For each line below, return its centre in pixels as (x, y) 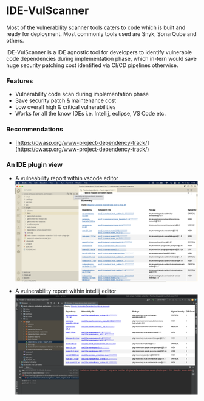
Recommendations (35, 130)
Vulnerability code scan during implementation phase (82, 94)
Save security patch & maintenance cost (66, 100)
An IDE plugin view (34, 165)
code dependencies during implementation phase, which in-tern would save (102, 58)
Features (20, 81)
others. (15, 40)
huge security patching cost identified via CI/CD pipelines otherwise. (92, 65)
